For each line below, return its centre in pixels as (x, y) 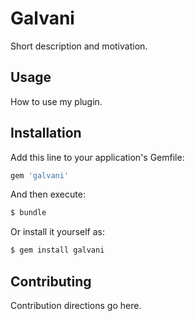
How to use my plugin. (56, 101)
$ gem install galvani (57, 250)
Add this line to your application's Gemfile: (97, 157)
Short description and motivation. (79, 46)
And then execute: (48, 194)
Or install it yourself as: (57, 232)
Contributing (51, 281)
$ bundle (28, 213)
